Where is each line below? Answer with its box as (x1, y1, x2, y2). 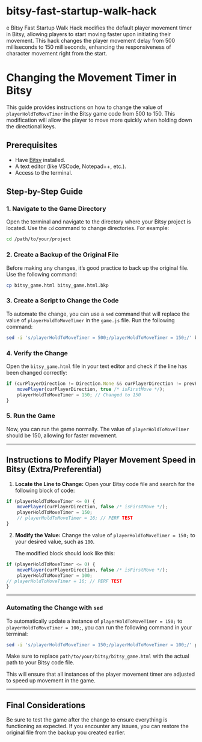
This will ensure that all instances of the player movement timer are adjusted (6, 670, 195, 678)
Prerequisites (6, 140, 58, 151)
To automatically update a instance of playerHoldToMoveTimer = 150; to (6, 617, 183, 625)
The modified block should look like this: (14, 549, 115, 556)
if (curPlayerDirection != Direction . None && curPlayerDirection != (6, 381, 182, 387)
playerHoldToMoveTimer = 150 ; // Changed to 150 (17, 391, 141, 398)
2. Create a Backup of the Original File (6, 251, 119, 259)
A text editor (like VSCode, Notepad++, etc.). (14, 163, 126, 170)
